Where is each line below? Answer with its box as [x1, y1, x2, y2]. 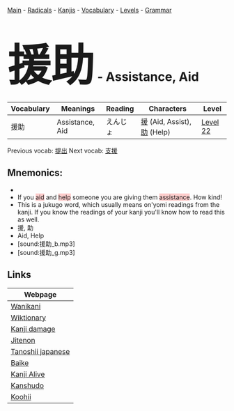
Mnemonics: [7, 167, 63, 179]
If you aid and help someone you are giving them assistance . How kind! [17, 193, 223, 201]
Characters [148, 104, 187, 114]
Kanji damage [10, 324, 56, 334]
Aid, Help [17, 231, 44, 240]
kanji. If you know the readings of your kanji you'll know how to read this [17, 208, 225, 216]
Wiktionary [10, 313, 47, 323]
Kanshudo [10, 380, 44, 390]
